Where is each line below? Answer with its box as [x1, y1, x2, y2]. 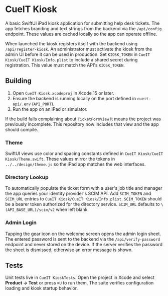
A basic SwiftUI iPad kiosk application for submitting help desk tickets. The [5, 20, 160, 26]
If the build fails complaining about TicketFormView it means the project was [5, 116, 161, 122]
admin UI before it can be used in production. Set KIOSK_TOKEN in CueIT [5, 51, 150, 57]
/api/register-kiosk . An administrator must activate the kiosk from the [5, 46, 152, 52]
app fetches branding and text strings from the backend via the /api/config [5, 25, 162, 31]
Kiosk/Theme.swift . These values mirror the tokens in [5, 156, 115, 162]
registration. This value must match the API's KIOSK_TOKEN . [5, 62, 125, 68]
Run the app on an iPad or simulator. [12, 106, 88, 112]
